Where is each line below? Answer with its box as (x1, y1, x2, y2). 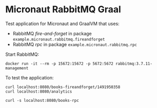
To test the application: (5, 74, 54, 80)
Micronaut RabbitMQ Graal (5, 4, 122, 15)
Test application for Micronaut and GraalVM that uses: (5, 20, 120, 27)
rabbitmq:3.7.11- (115, 61, 153, 66)
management (5, 66, 29, 71)
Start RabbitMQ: (5, 51, 40, 57)
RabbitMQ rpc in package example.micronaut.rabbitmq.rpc (12, 41, 138, 47)
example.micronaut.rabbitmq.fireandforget (12, 37, 105, 42)
